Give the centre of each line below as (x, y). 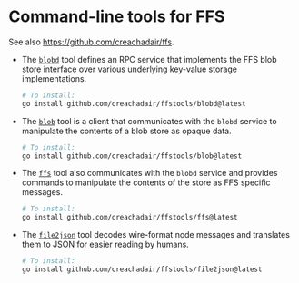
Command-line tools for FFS (117, 17)
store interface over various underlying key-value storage (130, 69)
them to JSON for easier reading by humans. (105, 244)
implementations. (54, 78)
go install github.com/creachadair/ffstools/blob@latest (132, 156)
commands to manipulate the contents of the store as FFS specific (146, 182)
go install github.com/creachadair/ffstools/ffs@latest (130, 218)
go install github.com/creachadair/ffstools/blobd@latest (134, 103)
